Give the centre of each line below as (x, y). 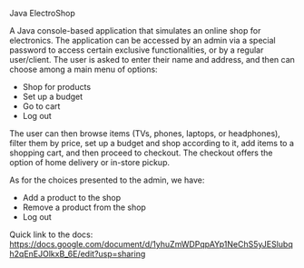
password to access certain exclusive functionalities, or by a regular (137, 50)
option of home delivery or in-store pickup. (90, 162)
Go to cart (41, 106)
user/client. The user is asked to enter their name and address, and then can (152, 60)
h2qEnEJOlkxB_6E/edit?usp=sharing (78, 254)
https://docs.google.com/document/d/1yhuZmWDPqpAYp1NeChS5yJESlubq (151, 244)
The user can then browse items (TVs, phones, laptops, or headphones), (145, 134)
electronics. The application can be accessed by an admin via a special (142, 40)
